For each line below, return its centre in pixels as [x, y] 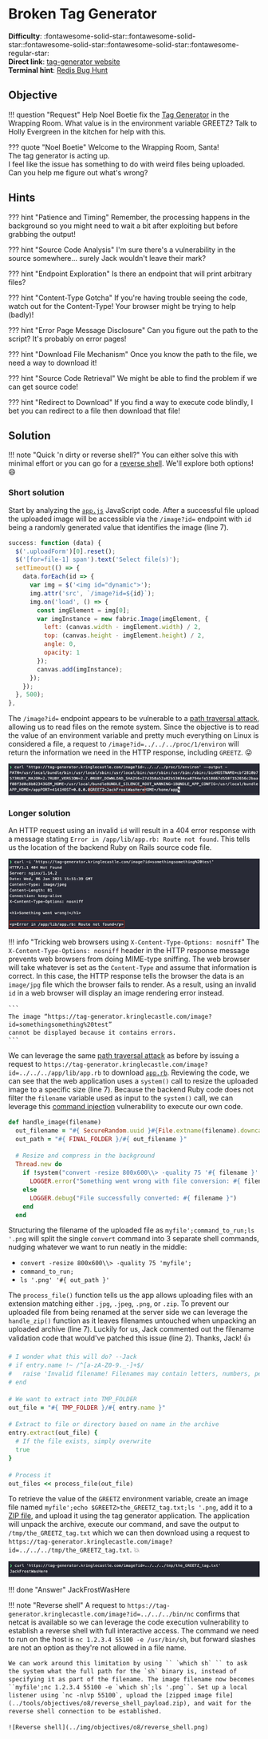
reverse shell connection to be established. [85, 1711]
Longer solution [39, 813]
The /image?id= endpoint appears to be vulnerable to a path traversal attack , [134, 719]
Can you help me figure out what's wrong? [78, 172]
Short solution [37, 493]
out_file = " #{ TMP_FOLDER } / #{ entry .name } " [87, 1408]
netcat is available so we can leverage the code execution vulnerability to [128, 1622]
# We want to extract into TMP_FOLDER [73, 1399]
